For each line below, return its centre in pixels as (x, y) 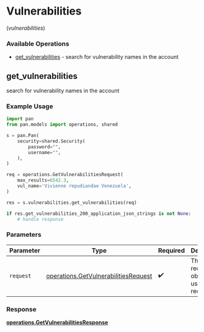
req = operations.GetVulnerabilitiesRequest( (65, 175)
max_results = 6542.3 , (43, 180)
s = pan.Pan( (23, 136)
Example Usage (30, 106)
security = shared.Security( (51, 141)
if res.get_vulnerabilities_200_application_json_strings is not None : (99, 214)
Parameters (24, 235)
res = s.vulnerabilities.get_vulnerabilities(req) (72, 202)
